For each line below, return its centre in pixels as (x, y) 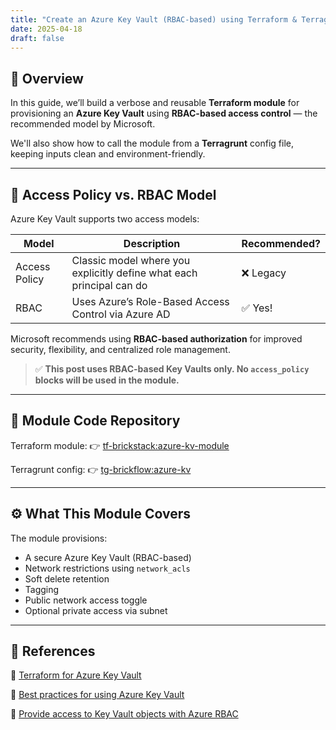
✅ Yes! (257, 308)
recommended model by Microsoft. (83, 124)
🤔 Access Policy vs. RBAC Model (113, 194)
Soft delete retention (67, 578)
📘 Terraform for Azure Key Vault (76, 675)
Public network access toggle (86, 600)
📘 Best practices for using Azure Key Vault (97, 695)
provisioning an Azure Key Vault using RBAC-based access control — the (164, 113)
